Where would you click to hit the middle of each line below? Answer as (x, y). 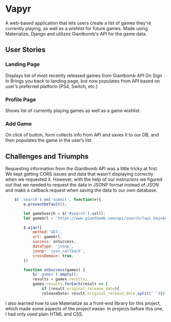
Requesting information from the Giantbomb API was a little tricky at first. (82, 169)
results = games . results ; (60, 279)
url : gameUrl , (47, 237)
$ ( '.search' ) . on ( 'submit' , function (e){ (58, 200)
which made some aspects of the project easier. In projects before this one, (84, 308)
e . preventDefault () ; (45, 204)
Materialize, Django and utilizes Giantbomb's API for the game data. (76, 34)
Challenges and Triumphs (47, 156)
